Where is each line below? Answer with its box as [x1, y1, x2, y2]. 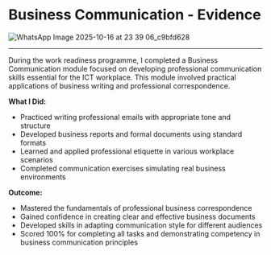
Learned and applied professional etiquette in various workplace [19, 146, 235, 156]
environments [19, 171, 66, 182]
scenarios [19, 154, 54, 164]
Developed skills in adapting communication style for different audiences [19, 220, 263, 230]
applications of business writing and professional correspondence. [8, 80, 231, 90]
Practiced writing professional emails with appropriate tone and [19, 112, 231, 121]
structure [19, 121, 51, 130]
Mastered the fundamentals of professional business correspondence [19, 203, 252, 212]
